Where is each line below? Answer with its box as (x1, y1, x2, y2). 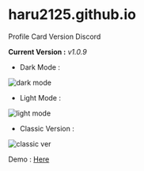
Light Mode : (19, 93, 62, 102)
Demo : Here (8, 154, 50, 164)
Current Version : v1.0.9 (8, 47, 87, 56)
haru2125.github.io (8, 6, 137, 24)
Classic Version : (19, 123, 75, 133)
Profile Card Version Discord (8, 32, 101, 41)
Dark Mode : (19, 62, 61, 72)
